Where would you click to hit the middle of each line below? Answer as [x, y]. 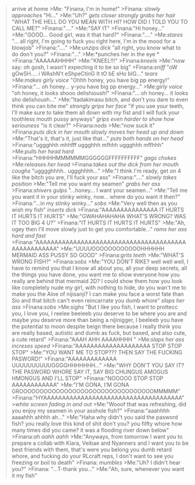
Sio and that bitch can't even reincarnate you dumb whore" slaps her [98, 300]
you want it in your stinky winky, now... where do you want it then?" [96, 197]
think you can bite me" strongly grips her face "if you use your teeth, [97, 106]
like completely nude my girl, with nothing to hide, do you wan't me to [99, 287]
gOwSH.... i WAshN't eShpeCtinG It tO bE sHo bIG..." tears [84, 74]
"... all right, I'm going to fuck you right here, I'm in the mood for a [94, 41]
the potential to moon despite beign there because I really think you [96, 326]
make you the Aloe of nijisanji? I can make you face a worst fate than [97, 294]
